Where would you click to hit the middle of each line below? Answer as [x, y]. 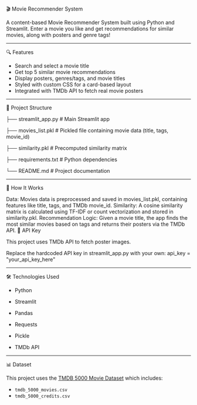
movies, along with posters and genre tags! [58, 35]
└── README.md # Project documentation [58, 171]
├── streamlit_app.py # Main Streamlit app [58, 119]
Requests [26, 324]
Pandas [24, 313]
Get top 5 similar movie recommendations [65, 72]
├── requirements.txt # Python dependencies [62, 159]
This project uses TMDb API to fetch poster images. [69, 242]
